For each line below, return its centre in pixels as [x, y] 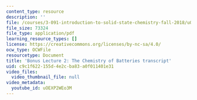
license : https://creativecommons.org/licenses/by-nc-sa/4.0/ [84, 45]
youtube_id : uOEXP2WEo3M [42, 88]
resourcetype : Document [35, 55]
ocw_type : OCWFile [28, 50]
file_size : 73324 [27, 28]
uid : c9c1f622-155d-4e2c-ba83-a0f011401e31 [60, 66]
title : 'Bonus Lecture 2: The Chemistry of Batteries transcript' [89, 61]
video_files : [22, 72]
